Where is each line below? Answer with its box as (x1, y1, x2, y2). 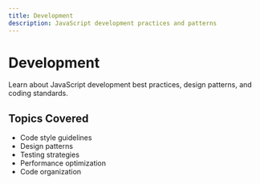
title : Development (8, 11, 74, 20)
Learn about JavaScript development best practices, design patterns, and (8, 80, 253, 90)
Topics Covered (8, 111, 89, 125)
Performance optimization (19, 158, 107, 168)
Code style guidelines (19, 133, 92, 142)
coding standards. (8, 89, 68, 98)
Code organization (19, 167, 82, 177)
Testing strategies (19, 150, 80, 160)
